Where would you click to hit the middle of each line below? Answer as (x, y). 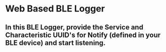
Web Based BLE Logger (55, 9)
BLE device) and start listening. (55, 43)
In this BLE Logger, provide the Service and (74, 27)
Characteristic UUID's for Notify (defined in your (83, 35)
